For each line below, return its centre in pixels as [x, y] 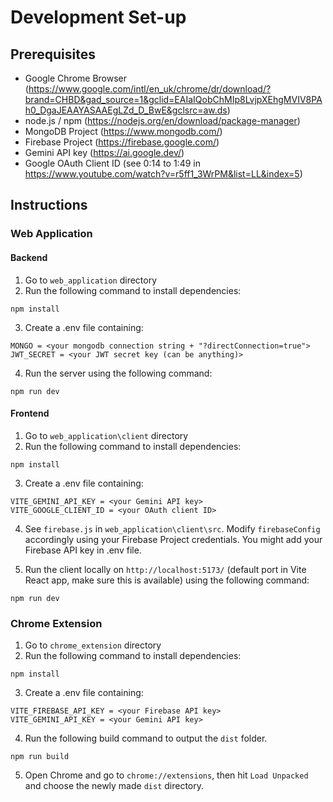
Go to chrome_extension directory [93, 645]
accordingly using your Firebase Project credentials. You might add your [173, 539]
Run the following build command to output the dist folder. [146, 738]
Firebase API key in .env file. [83, 550]
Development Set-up [98, 17]
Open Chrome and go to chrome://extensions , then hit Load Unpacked [166, 775]
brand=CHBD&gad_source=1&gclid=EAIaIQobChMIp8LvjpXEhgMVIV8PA [173, 99]
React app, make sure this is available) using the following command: [167, 580]
